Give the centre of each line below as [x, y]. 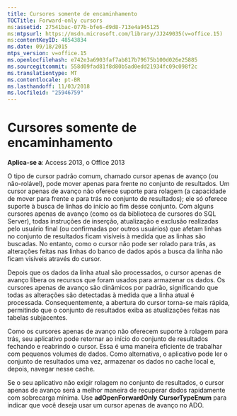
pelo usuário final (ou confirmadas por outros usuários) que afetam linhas [115, 229]
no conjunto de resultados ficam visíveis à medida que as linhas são [107, 236]
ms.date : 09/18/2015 [38, 47]
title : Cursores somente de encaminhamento [73, 14]
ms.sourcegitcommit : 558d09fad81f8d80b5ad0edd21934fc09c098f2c [103, 67]
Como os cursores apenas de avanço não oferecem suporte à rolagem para [118, 331]
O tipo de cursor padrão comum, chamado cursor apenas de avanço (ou [113, 176]
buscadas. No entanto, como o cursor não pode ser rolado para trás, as [112, 244]
